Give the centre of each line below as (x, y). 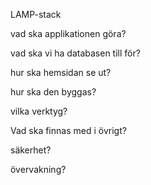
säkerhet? (31, 150)
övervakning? (38, 169)
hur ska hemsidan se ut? (61, 72)
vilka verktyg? (39, 111)
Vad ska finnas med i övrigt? (68, 130)
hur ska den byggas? (53, 92)
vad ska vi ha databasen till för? (75, 53)
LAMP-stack (36, 14)
